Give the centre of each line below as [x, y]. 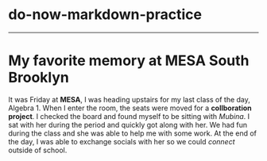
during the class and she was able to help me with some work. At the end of [132, 133]
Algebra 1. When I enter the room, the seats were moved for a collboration [130, 108]
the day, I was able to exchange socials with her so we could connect [122, 141]
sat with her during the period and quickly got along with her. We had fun [128, 125]
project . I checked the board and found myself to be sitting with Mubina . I [129, 116]
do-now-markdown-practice [105, 15]
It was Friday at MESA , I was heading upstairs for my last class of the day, [129, 99]
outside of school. [38, 150]
